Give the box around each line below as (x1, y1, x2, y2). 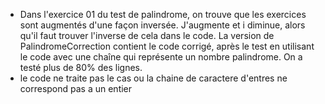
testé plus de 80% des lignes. (19, 62, 143, 73)
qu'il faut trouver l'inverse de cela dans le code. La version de (19, 30, 275, 41)
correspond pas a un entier (19, 83, 133, 94)
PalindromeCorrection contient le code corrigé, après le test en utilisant (19, 40, 315, 52)
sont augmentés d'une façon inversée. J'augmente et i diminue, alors (19, 19, 306, 31)
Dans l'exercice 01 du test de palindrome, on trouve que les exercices (19, 9, 307, 20)
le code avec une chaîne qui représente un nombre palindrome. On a (19, 51, 303, 63)
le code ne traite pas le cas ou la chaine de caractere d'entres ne (19, 72, 288, 84)
